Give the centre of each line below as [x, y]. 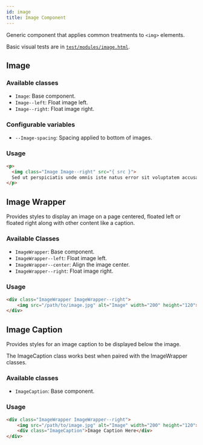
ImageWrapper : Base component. [55, 252]
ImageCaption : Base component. [55, 391]
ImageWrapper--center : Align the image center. [72, 265]
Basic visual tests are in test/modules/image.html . [68, 47]
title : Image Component [36, 18]
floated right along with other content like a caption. [71, 223]
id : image [19, 12]
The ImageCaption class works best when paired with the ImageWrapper [97, 356]
